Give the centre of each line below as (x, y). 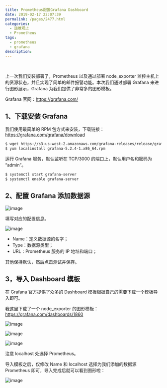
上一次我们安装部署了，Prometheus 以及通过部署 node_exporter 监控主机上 (82, 76)
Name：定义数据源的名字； (40, 239)
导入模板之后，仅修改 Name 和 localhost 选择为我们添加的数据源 (71, 364)
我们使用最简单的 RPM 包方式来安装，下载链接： (55, 129)
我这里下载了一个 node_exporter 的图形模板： (52, 309)
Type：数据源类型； (33, 245)
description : (19, 51)
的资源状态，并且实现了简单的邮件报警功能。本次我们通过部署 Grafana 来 (80, 82)
